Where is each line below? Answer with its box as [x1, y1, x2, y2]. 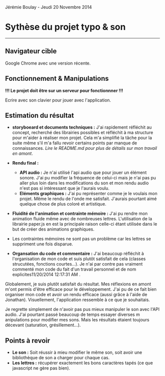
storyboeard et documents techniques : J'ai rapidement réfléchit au [12, 124, 152, 130]
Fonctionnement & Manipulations [5, 74, 109, 83]
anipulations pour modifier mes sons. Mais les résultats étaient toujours [5, 317, 150, 323]
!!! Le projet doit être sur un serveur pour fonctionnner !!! [5, 87, 124, 93]
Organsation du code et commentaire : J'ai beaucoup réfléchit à [12, 251, 144, 257]
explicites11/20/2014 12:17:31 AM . [12, 272, 81, 277]
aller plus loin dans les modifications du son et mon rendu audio [19, 180, 149, 186]
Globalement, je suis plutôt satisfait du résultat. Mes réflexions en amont [5, 281, 151, 287]
